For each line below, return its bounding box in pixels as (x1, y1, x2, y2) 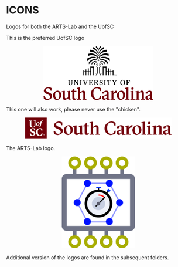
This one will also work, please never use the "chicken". (6, 106, 141, 113)
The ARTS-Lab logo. (6, 145, 56, 152)
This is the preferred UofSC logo (6, 34, 85, 41)
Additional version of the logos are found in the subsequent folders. (6, 254, 169, 261)
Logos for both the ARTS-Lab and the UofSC (6, 23, 114, 30)
